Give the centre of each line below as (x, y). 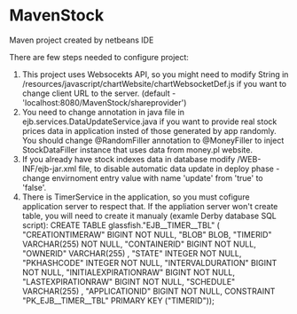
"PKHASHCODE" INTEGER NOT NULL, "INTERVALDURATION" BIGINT (149, 263)
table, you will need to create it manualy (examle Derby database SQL (149, 216)
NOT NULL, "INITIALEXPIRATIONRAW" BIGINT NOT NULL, (128, 272)
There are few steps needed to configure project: (99, 57)
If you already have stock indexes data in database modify (129, 159)
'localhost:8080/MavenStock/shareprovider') (104, 102)
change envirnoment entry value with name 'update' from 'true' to (142, 177)
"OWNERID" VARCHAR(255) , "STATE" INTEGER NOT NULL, (132, 253)
